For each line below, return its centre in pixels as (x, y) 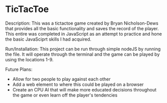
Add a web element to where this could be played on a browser (78, 84)
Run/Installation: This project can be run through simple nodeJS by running (83, 49)
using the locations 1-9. (29, 59)
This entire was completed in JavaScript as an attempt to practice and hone (83, 34)
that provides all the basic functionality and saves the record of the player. (82, 28)
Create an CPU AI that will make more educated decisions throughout (85, 89)
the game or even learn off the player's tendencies (65, 95)
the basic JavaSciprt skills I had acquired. (48, 39)
